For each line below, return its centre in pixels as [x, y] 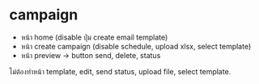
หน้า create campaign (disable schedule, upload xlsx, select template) [136, 46]
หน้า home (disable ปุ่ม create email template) [94, 37]
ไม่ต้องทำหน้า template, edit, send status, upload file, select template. [120, 71]
